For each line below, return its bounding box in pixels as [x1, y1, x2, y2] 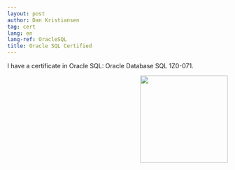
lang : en [7, 29, 33, 37]
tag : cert [7, 23, 36, 30]
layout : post [7, 10, 45, 17]
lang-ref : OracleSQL [7, 36, 68, 43]
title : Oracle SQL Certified [7, 42, 92, 49]
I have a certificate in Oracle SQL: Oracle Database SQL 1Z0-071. [7, 62, 194, 70]
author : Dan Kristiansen [7, 17, 80, 24]
